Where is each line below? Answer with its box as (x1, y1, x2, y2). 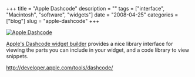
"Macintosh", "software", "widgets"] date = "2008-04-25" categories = (6, 11, 179, 18)
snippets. (6, 53, 29, 59)
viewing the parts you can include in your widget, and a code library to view (6, 46, 190, 53)
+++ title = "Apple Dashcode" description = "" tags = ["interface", (6, 5, 165, 12)
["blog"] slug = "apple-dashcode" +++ (6, 18, 100, 24)
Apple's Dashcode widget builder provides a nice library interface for (6, 41, 173, 47)
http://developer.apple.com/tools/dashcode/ (6, 64, 113, 71)
